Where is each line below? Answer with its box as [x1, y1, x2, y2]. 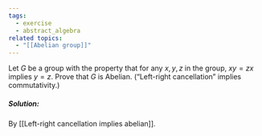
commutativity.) [8, 81, 60, 90]
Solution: [8, 98, 40, 108]
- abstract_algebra [15, 26, 81, 34]
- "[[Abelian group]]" [15, 42, 92, 50]
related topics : [8, 34, 63, 42]
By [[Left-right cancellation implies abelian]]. [8, 119, 156, 129]
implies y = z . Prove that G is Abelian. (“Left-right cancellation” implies [8, 72, 242, 82]
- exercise [15, 19, 52, 27]
